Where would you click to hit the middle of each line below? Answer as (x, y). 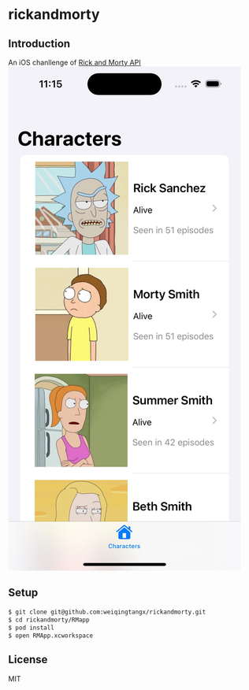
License (28, 660)
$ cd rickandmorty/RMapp (49, 620)
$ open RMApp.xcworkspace (50, 636)
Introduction (39, 44)
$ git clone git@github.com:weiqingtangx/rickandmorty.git (107, 612)
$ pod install (32, 628)
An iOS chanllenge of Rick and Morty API (74, 62)
